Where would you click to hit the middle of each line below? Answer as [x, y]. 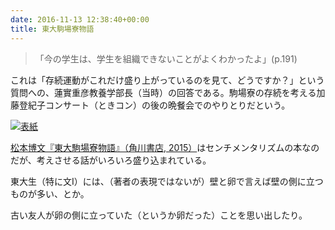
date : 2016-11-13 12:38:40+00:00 [80, 19]
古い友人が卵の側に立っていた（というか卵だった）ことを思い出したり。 [159, 215]
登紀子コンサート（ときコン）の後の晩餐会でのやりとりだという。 [154, 105]
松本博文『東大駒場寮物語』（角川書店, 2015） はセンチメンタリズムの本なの [165, 147]
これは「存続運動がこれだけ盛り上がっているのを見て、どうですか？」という [167, 80]
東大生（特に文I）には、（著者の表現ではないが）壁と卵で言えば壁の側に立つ [167, 181]
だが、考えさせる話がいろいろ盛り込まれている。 [111, 160]
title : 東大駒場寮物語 [52, 29]
